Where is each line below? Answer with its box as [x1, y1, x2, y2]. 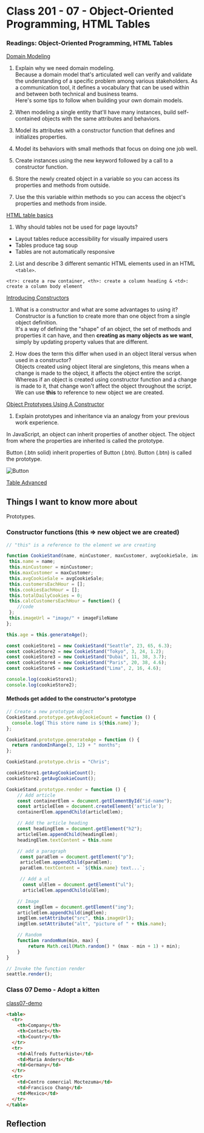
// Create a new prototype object [6, 709, 94, 715]
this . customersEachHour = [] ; [8, 581, 86, 587]
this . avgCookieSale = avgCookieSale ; [8, 575, 104, 582]
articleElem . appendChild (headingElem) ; [17, 831, 118, 837]
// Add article [17, 792, 56, 798]
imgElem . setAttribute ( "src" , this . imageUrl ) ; [17, 915, 135, 921]
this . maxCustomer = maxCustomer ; [8, 570, 94, 576]
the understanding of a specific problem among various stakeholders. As [15, 77, 198, 85]
